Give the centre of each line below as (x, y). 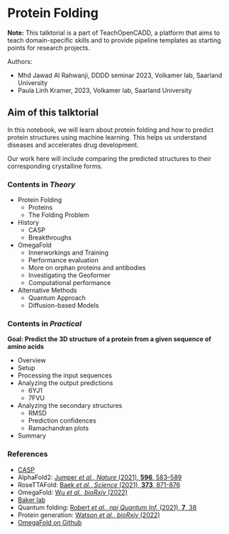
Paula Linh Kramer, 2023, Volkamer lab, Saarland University (105, 90)
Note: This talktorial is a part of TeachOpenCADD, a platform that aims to (114, 33)
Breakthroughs (50, 238)
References (28, 454)
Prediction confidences (62, 421)
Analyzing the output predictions (65, 383)
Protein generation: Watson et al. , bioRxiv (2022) (89, 515)
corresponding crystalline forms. (55, 166)
